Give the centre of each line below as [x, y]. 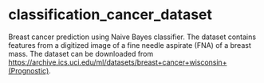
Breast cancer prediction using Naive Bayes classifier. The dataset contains [132, 37]
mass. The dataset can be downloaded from [81, 53]
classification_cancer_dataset [110, 15]
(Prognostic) [29, 70]
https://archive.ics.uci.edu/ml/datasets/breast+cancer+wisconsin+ [118, 62]
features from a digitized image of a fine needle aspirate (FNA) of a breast [130, 45]
